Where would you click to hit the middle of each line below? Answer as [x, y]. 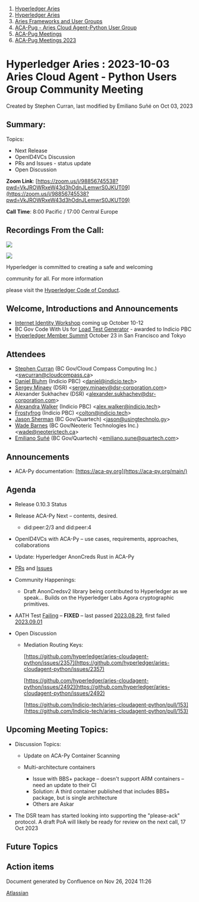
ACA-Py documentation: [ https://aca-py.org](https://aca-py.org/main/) [101, 471]
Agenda [21, 490]
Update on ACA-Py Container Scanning [72, 756]
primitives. [36, 604]
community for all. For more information [55, 278]
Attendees [26, 354]
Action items [30, 867]
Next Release [31, 151]
